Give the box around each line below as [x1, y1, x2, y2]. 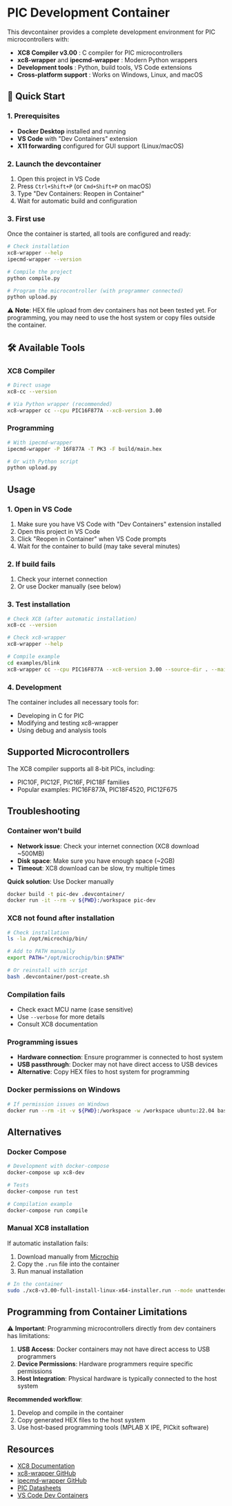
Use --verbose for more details [17, 1013, 105, 1021]
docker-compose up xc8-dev [7, 1169, 85, 1176]
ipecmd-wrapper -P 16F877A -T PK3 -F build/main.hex [7, 445, 162, 452]
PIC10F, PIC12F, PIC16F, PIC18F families [17, 778, 130, 786]
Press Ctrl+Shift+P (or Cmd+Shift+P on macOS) [17, 182, 152, 190]
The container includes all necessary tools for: [7, 698, 139, 707]
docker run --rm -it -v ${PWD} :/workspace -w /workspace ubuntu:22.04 [7, 1107, 215, 1114]
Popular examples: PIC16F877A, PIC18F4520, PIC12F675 [17, 785, 178, 793]
